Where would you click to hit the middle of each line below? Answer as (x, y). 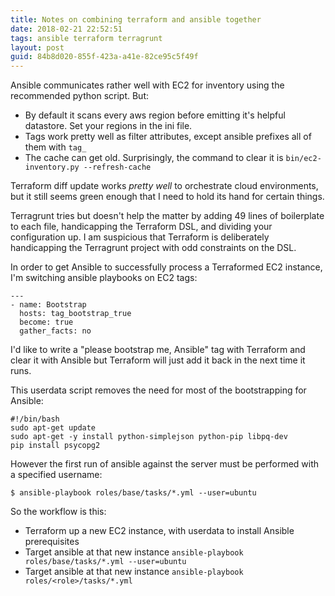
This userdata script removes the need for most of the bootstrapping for (158, 390)
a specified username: (56, 475)
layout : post (37, 47)
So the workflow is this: (58, 512)
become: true (46, 322)
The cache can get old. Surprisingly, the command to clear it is (154, 158)
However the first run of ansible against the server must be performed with (165, 464)
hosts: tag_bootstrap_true (75, 314)
